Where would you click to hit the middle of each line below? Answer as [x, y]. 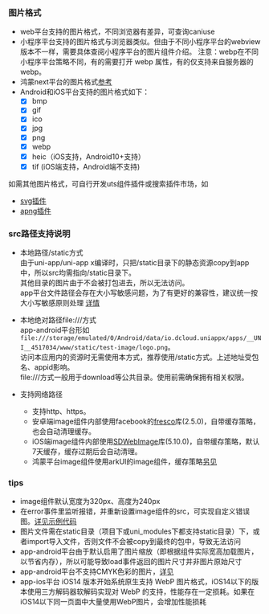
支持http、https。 [61, 411]
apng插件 [36, 211]
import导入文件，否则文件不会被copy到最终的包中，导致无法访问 [134, 542]
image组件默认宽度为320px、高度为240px [90, 501]
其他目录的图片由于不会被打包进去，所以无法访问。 [104, 283]
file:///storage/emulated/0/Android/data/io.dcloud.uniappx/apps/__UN [141, 338]
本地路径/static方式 [51, 253]
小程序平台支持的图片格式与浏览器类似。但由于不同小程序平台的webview [140, 42]
